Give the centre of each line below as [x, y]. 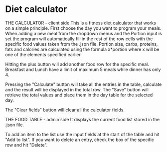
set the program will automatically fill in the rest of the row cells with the [79, 39]
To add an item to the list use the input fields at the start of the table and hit [82, 134]
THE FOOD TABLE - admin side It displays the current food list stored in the [83, 119]
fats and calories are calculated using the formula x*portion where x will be [82, 49]
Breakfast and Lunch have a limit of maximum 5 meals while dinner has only [83, 69]
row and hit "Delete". [26, 145]
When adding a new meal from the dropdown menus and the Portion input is [83, 33]
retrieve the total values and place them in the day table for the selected [79, 95]
